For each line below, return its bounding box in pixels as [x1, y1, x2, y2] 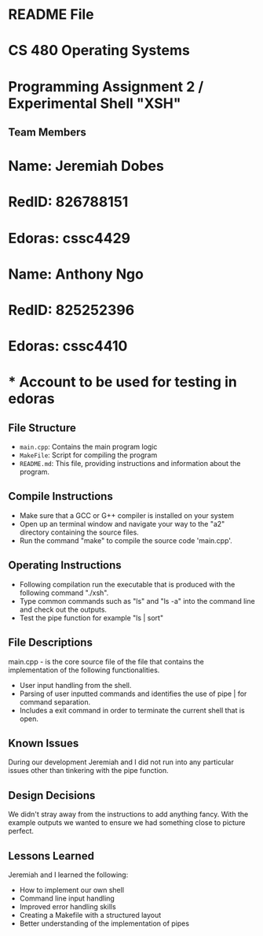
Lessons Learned [8, 849, 94, 863]
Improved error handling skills [19, 901, 116, 911]
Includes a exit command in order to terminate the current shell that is [19, 705, 245, 715]
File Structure [8, 421, 76, 435]
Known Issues [8, 736, 79, 749]
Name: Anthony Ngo [8, 265, 144, 283]
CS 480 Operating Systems [8, 42, 190, 60]
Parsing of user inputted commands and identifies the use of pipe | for [19, 689, 247, 698]
